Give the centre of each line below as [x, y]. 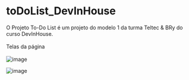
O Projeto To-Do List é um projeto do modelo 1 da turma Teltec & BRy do [94, 27]
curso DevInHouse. [30, 33]
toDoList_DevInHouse [61, 11]
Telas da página [26, 47]
